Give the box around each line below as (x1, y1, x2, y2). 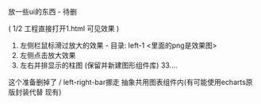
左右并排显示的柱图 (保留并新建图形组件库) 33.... (19, 60, 178, 70)
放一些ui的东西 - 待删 (8, 7, 77, 16)
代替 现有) (29, 87, 62, 97)
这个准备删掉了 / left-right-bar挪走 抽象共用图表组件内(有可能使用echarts (8, 78, 246, 87)
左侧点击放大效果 (19, 51, 76, 60)
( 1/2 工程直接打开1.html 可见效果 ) (8, 24, 120, 33)
